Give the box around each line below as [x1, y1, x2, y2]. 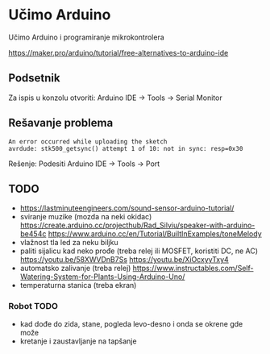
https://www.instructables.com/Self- [132, 264, 254, 273]
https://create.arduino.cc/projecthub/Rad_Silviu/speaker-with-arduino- [19, 220, 255, 231]
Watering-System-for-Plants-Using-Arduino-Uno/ [19, 272, 185, 281]
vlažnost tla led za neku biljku [19, 238, 118, 248]
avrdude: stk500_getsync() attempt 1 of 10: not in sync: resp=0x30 [8, 144, 243, 152]
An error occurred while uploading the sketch [8, 137, 168, 146]
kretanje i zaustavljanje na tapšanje [19, 336, 137, 346]
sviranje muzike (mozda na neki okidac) [19, 212, 152, 222]
